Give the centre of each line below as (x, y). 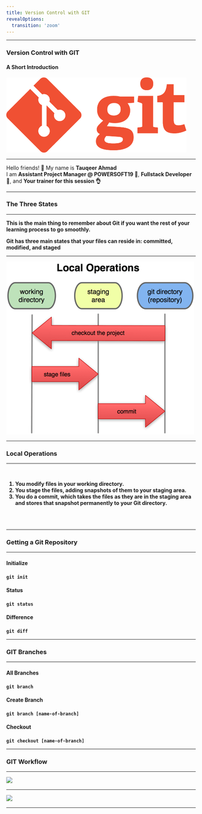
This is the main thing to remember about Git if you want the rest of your (98, 223)
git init (17, 577)
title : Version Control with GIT (48, 13)
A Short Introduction (32, 67)
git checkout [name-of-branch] (45, 741)
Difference (20, 617)
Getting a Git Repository (42, 542)
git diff (17, 631)
